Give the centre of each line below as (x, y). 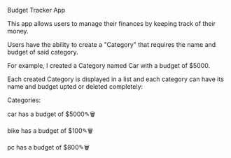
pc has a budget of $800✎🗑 (48, 147)
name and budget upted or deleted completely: (75, 86)
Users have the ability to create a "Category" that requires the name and (112, 44)
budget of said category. (43, 52)
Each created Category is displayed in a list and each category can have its (115, 79)
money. (18, 31)
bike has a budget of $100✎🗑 (50, 131)
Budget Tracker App (36, 10)
